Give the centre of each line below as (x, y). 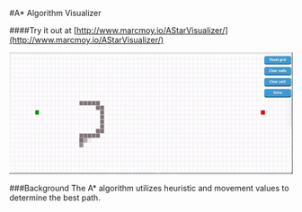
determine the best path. (55, 198)
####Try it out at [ (43, 30)
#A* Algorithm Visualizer (55, 13)
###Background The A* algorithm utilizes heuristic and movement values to (149, 188)
